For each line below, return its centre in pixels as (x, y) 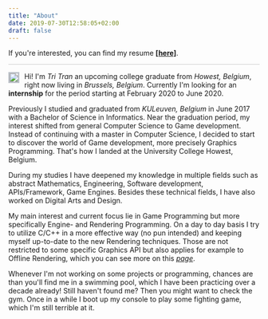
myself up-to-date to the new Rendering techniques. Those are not (118, 242)
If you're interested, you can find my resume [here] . (93, 53)
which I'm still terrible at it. (51, 308)
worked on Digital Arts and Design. (65, 201)
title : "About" (33, 16)
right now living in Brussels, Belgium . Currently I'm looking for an (130, 85)
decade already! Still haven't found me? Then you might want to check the (130, 291)
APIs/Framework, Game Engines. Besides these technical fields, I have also (132, 192)
